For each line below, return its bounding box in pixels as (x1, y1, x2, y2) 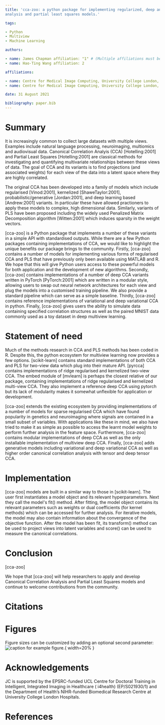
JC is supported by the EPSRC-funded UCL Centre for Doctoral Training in (5, 678, 156, 684)
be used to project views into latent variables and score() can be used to (5, 525, 152, 531)
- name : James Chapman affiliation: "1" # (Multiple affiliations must (5, 56, 155, 61)
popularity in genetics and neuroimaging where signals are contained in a (5, 414, 154, 419)
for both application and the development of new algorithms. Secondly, (5, 266, 149, 272)
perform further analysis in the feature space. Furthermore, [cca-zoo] (5, 429, 146, 435)
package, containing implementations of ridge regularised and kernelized (5, 378, 153, 384)
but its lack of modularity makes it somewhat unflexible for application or (5, 388, 152, 394)
